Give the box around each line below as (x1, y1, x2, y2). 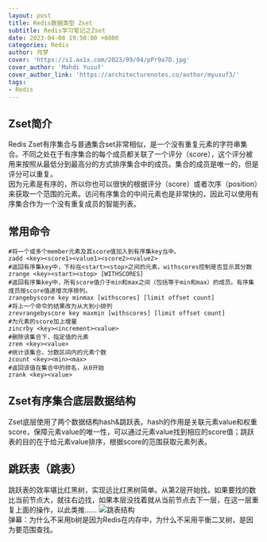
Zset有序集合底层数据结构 (8, 394, 136, 408)
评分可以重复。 (8, 169, 57, 179)
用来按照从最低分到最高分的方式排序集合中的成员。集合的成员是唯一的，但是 (8, 160, 259, 169)
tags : (8, 78, 26, 86)
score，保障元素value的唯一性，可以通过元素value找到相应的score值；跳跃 (8, 427, 254, 436)
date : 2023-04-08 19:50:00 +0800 (8, 33, 119, 42)
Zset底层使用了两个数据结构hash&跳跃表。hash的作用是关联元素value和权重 (8, 416, 258, 426)
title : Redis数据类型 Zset (8, 19, 93, 27)
